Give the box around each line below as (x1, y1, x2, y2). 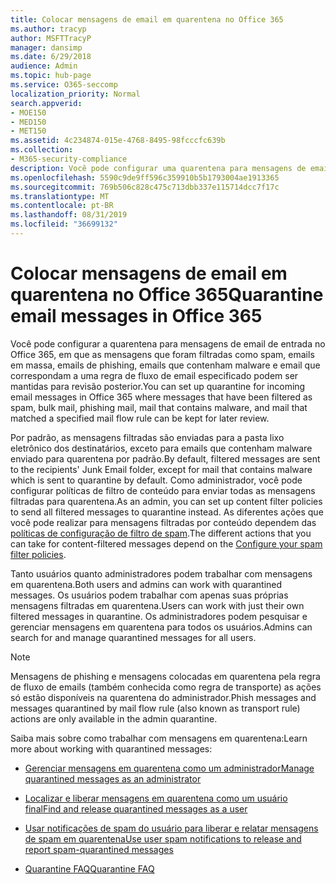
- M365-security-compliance (10, 154, 128, 164)
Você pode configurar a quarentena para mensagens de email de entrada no (10, 337, 326, 350)
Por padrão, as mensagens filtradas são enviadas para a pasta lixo (10, 431, 285, 443)
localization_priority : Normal (10, 89, 141, 99)
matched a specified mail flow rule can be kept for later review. (10, 412, 270, 424)
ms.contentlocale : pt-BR (10, 201, 114, 211)
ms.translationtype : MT (10, 191, 110, 201)
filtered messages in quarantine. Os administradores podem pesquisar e (10, 610, 308, 622)
